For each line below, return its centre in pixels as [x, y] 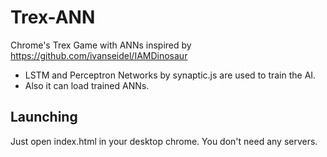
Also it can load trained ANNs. [87, 85]
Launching [44, 117]
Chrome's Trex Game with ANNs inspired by [101, 45]
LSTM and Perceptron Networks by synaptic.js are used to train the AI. [170, 75]
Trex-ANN [53, 17]
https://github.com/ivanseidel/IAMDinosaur [99, 55]
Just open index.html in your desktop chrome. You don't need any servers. [164, 141]
